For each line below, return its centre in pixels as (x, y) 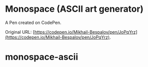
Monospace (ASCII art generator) (74, 9)
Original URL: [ (20, 32)
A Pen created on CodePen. (33, 22)
